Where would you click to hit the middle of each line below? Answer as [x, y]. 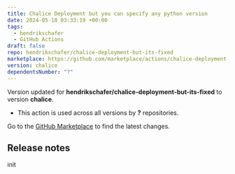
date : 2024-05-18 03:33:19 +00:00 [58, 20]
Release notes [39, 148]
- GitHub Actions [39, 40]
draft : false [26, 46]
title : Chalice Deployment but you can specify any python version [108, 14]
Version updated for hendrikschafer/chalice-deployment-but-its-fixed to [115, 92]
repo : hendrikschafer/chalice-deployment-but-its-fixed [90, 53]
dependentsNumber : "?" [40, 72]
